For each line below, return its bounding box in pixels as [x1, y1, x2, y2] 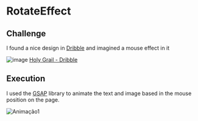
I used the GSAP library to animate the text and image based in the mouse [6, 90, 192, 97]
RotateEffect [6, 4, 71, 18]
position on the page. [6, 96, 60, 103]
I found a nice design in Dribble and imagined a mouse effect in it [6, 44, 170, 51]
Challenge [6, 28, 46, 39]
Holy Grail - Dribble [29, 56, 78, 63]
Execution [6, 74, 46, 84]
